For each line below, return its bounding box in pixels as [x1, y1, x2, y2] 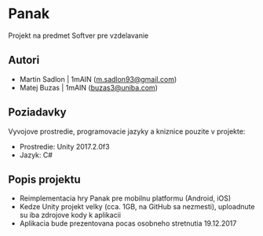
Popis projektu [8, 172, 81, 186]
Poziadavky [8, 105, 67, 119]
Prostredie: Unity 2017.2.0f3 [19, 142, 110, 151]
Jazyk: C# [19, 150, 53, 160]
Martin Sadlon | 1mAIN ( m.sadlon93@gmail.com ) [19, 74, 177, 83]
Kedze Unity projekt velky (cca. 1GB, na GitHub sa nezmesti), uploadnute [19, 202, 255, 212]
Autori [8, 53, 40, 67]
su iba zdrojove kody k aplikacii [19, 210, 122, 220]
